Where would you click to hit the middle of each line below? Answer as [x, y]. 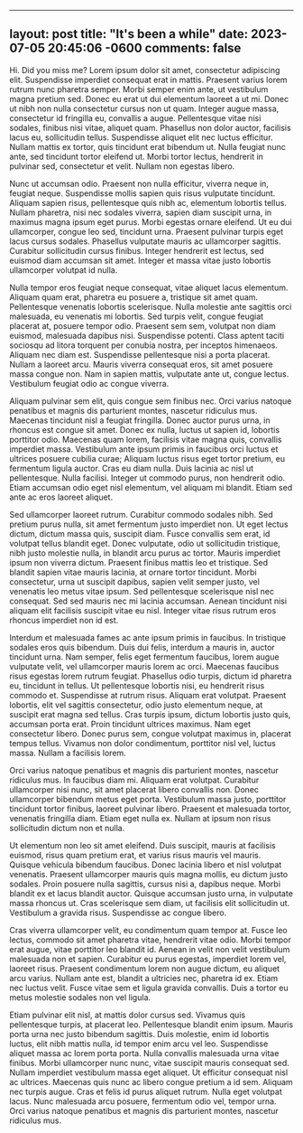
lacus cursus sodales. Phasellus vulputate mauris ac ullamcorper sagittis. [145, 241]
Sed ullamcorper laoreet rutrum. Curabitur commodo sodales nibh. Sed [141, 514]
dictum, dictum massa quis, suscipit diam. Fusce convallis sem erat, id [140, 533]
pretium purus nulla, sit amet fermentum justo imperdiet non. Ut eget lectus [149, 524]
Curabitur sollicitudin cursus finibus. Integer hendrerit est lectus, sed [137, 250]
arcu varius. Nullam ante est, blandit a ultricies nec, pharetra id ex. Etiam [143, 978]
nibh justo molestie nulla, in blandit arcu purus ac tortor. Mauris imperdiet [145, 553]
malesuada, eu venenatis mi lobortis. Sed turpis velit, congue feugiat [137, 316]
